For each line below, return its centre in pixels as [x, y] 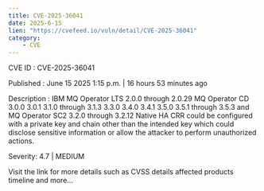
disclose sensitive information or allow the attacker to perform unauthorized [132, 133]
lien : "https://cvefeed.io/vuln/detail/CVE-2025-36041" [103, 30]
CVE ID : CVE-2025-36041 [52, 68]
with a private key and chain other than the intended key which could [121, 124]
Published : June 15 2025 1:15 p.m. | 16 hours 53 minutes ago [108, 84]
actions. [21, 141]
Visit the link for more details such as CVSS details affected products [121, 172]
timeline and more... [41, 181]
